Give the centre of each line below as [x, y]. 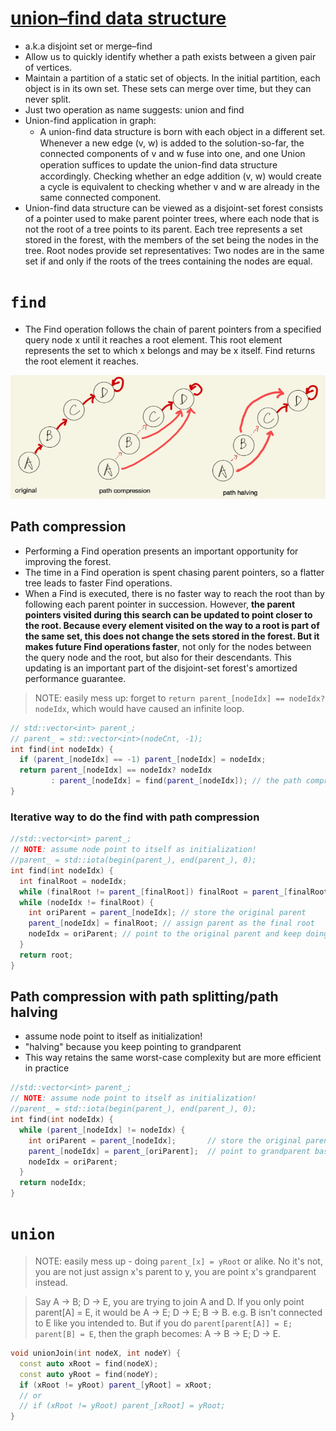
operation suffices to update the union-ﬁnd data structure [158, 164]
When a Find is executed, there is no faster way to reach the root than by [174, 593]
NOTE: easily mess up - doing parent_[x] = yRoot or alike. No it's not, [178, 1261]
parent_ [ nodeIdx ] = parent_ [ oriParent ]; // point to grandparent [169, 1151]
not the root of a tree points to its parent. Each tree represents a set [163, 229]
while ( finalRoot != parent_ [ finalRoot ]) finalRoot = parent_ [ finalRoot [174, 892]
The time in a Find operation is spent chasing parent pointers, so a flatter [174, 572]
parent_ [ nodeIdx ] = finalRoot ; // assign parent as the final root [171, 923]
